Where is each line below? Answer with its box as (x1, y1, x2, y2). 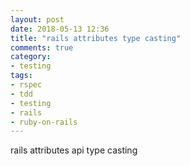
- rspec (10, 80, 43, 90)
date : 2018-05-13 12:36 (10, 24, 110, 34)
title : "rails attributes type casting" (10, 33, 182, 43)
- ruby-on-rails (10, 117, 78, 127)
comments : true (10, 42, 74, 53)
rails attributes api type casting (10, 144, 138, 156)
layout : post (10, 14, 65, 25)
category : (10, 52, 52, 62)
